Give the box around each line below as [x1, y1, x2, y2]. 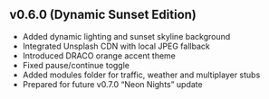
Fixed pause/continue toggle [22, 59, 130, 70]
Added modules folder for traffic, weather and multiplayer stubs [22, 69, 261, 80]
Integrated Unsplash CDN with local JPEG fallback [22, 40, 210, 51]
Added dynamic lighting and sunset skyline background [22, 31, 231, 41]
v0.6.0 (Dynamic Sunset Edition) [9, 7, 197, 22]
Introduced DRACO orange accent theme [22, 49, 177, 61]
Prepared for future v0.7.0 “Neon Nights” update [22, 78, 203, 89]
